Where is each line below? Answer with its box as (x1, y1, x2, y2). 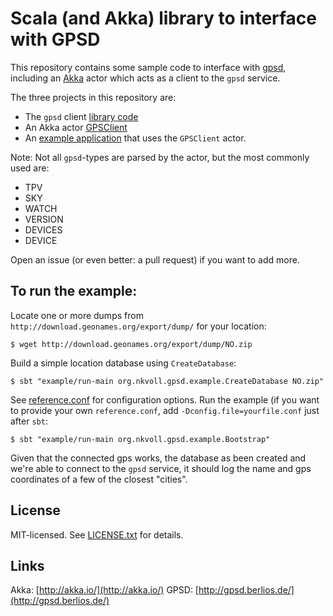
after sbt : (10, 415, 48, 427)
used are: (10, 162, 50, 174)
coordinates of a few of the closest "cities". (10, 473, 188, 485)
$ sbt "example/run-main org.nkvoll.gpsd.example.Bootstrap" (10, 434, 271, 444)
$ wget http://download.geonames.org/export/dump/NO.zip (10, 339, 253, 349)
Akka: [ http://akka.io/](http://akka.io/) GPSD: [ (10, 584, 199, 596)
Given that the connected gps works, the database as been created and (10, 452, 307, 464)
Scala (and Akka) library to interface (10, 7, 318, 30)
